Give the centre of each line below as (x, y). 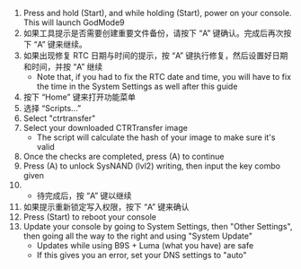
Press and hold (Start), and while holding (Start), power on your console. (157, 13)
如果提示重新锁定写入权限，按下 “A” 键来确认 (106, 207)
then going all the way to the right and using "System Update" (137, 236)
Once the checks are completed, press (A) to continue (124, 156)
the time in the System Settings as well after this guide (137, 86)
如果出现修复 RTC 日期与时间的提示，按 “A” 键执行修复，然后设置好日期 (155, 56)
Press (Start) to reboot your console (89, 217)
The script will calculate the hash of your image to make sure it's (156, 137)
